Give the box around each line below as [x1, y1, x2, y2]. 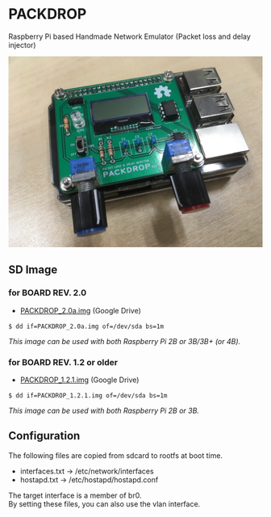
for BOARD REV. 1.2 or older [8, 356, 119, 368]
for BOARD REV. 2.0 [8, 288, 87, 299]
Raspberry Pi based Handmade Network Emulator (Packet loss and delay [8, 32, 252, 41]
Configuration [8, 429, 81, 443]
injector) [8, 40, 36, 49]
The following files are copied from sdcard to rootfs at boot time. [8, 450, 223, 460]
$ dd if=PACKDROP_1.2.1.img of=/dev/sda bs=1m [8, 391, 168, 400]
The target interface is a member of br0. [8, 490, 142, 500]
